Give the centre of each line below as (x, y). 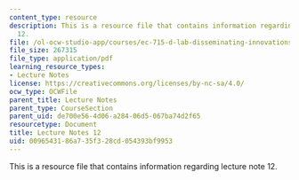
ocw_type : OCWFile (43, 91)
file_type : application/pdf (61, 59)
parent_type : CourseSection (61, 108)
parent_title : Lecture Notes (63, 100)
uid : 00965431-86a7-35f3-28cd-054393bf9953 (91, 141)
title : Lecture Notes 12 (55, 133)
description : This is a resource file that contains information (133, 26)
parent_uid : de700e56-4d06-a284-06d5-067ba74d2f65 (105, 116)
